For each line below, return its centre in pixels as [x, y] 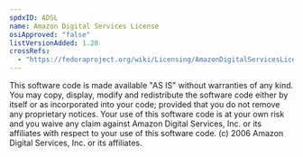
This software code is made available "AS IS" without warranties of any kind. [151, 85]
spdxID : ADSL [34, 18]
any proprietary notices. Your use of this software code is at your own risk [147, 114]
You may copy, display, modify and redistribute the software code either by [149, 95]
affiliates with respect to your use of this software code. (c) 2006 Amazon [147, 133]
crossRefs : [30, 51]
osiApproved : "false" [50, 34]
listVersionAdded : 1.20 [54, 43]
